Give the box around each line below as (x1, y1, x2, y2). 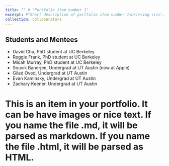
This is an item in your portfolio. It (5, 99, 148, 110)
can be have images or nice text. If (5, 109, 152, 121)
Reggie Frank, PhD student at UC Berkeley (12, 54, 101, 60)
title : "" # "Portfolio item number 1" (5, 7, 89, 13)
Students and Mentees (5, 35, 78, 44)
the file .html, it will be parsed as (5, 141, 144, 152)
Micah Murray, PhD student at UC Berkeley (12, 59, 102, 65)
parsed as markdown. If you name (5, 130, 150, 142)
